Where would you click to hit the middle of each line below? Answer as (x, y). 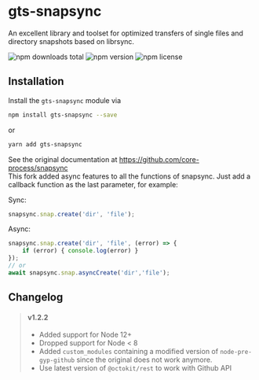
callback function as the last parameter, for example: (93, 184)
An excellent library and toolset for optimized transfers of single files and (126, 33)
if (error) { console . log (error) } (80, 251)
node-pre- (236, 352)
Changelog (36, 297)
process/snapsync (38, 168)
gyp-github (57, 360)
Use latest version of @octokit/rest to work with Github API (135, 368)
